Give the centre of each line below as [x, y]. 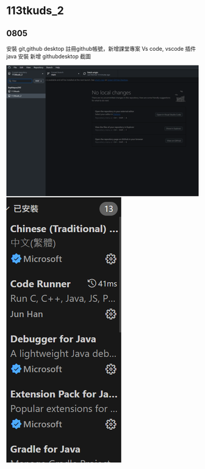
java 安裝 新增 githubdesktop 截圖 [49, 56]
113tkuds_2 [35, 11]
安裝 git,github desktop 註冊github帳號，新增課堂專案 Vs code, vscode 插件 [101, 49]
